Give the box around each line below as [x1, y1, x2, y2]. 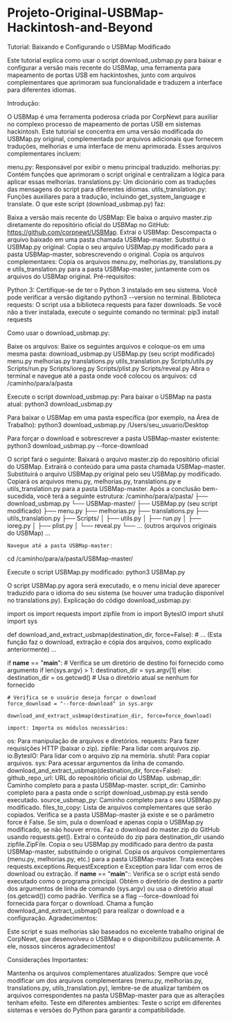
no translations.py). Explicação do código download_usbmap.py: [7, 596, 192, 604]
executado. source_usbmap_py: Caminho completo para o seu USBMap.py [7, 795, 221, 804]
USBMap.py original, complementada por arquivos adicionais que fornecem [7, 134, 224, 143]
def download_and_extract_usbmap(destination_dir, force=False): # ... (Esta [7, 630, 222, 638]
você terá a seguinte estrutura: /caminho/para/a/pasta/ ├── [37, 492, 208, 500]
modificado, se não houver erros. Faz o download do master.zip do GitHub [7, 825, 220, 833]
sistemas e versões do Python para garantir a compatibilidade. [7, 1006, 186, 1014]
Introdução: [7, 99, 40, 107]
